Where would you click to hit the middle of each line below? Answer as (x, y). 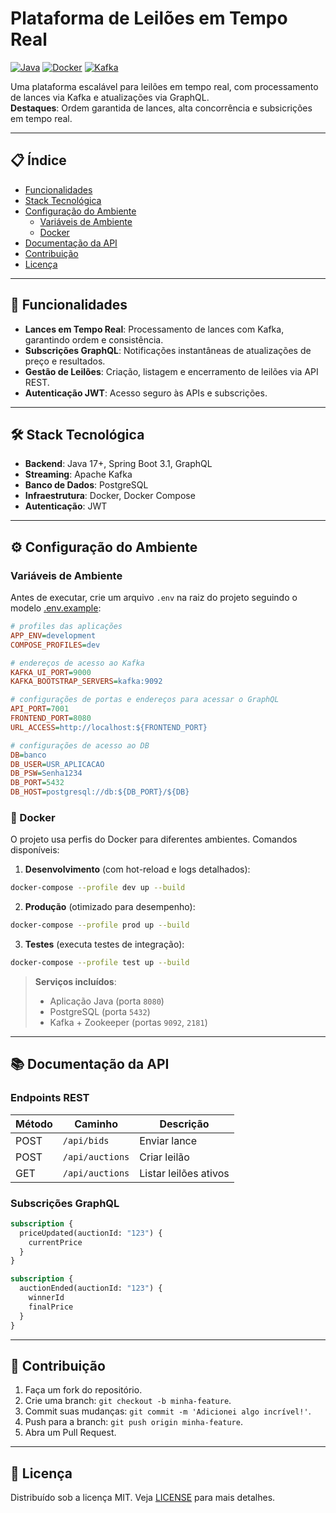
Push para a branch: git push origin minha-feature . (133, 1422)
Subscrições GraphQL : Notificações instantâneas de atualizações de (168, 350)
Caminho (96, 1124)
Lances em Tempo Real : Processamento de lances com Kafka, (154, 329)
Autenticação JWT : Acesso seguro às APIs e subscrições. (146, 393)
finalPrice (51, 1307)
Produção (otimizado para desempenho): (110, 907)
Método (34, 1124)
